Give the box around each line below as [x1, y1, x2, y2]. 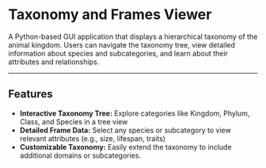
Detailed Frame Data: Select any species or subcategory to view [19, 125, 231, 135]
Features [8, 87, 53, 101]
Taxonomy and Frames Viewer [8, 6, 212, 24]
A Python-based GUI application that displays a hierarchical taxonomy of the [8, 32, 258, 41]
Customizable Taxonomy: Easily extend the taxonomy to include [19, 142, 232, 151]
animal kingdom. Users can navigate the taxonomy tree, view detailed [8, 40, 236, 49]
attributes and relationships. [8, 57, 100, 67]
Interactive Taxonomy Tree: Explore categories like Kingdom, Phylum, [19, 109, 250, 118]
